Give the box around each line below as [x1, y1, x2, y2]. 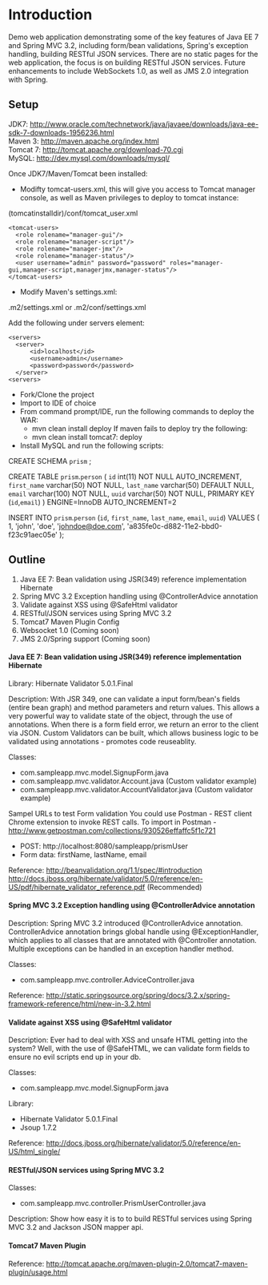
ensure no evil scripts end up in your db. [8, 1052, 142, 1062]
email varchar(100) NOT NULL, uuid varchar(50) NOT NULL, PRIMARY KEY [8, 489, 254, 498]
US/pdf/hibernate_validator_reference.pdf [8, 882, 146, 892]
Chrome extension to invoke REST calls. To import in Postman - [8, 817, 217, 827]
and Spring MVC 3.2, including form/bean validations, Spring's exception [8, 40, 249, 50]
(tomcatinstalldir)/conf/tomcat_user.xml [8, 208, 138, 218]
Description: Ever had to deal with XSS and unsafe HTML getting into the [8, 1035, 248, 1045]
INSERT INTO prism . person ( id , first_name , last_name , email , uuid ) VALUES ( [8, 513, 260, 522]
